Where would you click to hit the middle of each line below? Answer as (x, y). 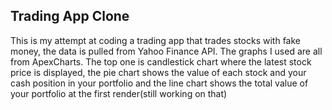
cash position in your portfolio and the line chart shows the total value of (159, 83)
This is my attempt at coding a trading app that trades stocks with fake (156, 40)
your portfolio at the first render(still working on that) (119, 93)
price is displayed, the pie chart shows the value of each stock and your (158, 72)
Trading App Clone (70, 16)
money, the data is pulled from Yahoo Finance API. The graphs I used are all (166, 51)
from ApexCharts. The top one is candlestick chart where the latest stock (161, 61)
